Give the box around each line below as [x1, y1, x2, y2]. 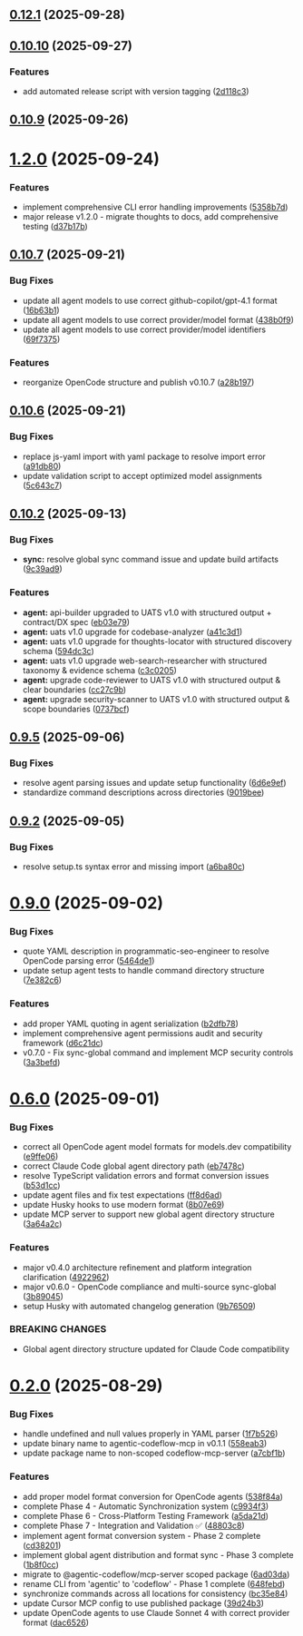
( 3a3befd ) [22, 1056, 61, 1067]
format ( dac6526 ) [22, 1617, 89, 1628]
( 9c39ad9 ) [22, 563, 64, 574]
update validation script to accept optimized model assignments [22, 470, 263, 481]
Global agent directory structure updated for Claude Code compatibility [22, 1343, 290, 1355]
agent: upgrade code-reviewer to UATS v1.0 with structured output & [22, 674, 281, 685]
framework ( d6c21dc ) [22, 1037, 103, 1048]
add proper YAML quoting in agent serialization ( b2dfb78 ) [22, 1018, 239, 1029]
